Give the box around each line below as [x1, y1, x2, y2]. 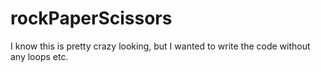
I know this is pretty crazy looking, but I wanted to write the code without [10, 40, 311, 52]
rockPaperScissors [10, 7, 173, 30]
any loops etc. [10, 50, 69, 62]
